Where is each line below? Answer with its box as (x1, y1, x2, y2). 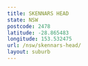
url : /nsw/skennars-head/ (7, 42, 81, 49)
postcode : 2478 (7, 23, 51, 30)
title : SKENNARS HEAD (7, 10, 69, 17)
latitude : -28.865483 (7, 29, 69, 36)
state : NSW (7, 16, 38, 23)
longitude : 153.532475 (7, 36, 72, 43)
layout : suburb (7, 49, 51, 56)
